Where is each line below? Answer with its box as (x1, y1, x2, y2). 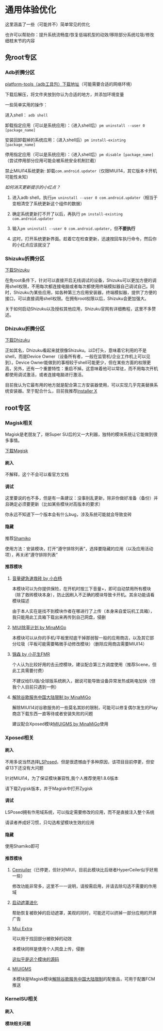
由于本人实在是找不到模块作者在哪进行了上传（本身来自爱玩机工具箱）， (12, 608, 155, 614)
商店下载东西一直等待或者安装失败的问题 (12, 710, 93, 716)
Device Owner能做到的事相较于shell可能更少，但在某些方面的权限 (15, 360, 147, 365)
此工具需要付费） (12, 668, 47, 673)
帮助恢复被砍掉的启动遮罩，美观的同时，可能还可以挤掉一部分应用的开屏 (12, 910, 157, 916)
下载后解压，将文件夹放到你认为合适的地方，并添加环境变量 (5, 91, 124, 97)
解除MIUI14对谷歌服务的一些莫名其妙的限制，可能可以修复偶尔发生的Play (12, 704, 158, 710)
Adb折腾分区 (5, 69, 35, 76)
